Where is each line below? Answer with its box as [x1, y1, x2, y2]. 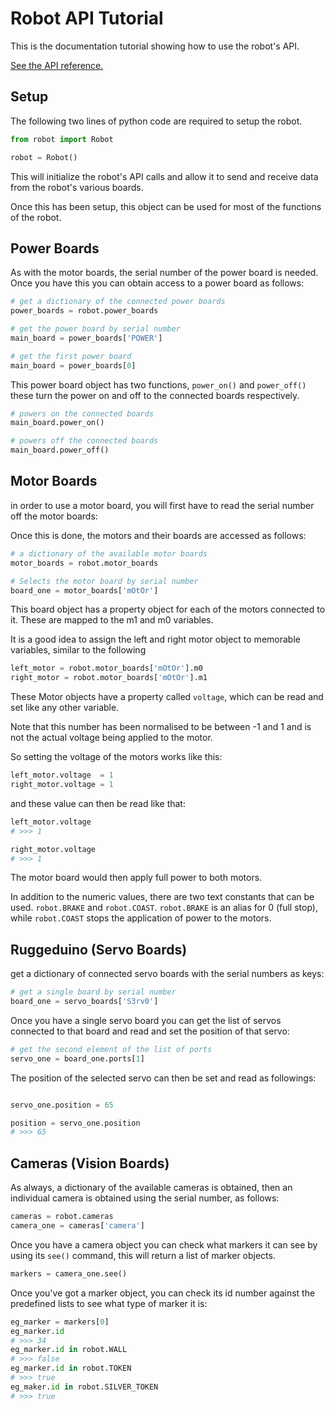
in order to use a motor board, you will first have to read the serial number [10, 499, 315, 511]
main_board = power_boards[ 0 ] [10, 360, 137, 371]
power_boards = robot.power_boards [10, 306, 159, 316]
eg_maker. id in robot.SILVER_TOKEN [10, 1382, 159, 1392]
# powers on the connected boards [10, 408, 155, 419]
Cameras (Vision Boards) [10, 1155, 170, 1172]
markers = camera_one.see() [10, 1268, 128, 1279]
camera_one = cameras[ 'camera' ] [10, 1221, 145, 1231]
